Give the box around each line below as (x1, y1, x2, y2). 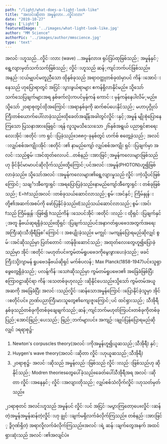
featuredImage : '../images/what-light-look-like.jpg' (5, 26, 120, 31)
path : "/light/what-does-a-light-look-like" (5, 7, 99, 12)
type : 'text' (5, 40, 32, 45)
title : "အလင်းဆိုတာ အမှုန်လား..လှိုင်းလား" (5, 12, 85, 17)
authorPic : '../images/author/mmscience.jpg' (5, 35, 101, 40)
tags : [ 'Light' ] (5, 21, 39, 26)
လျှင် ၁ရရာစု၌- (5, 326, 34, 332)
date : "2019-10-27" (5, 16, 46, 21)
